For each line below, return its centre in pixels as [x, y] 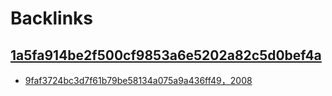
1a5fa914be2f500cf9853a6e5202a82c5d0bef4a [166, 55]
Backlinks [52, 18]
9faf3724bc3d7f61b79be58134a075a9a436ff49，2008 [138, 80]
